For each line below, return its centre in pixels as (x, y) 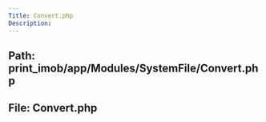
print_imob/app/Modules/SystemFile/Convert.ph (133, 68)
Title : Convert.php (41, 16)
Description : (30, 23)
